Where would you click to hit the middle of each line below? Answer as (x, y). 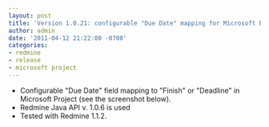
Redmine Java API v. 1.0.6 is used (75, 107)
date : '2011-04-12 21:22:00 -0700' (68, 38)
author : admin (32, 30)
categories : (28, 46)
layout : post (30, 16)
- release (25, 61)
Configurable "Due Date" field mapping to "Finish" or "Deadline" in (130, 90)
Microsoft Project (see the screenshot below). (95, 99)
